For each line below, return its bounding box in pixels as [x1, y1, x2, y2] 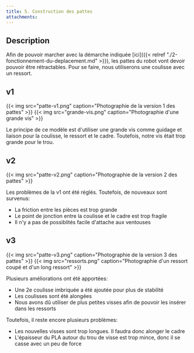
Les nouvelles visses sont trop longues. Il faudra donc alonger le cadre [14, 327, 185, 334]
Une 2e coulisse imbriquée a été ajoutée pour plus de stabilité [14, 286, 164, 293]
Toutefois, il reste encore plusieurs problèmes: [6, 316, 118, 323]
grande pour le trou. [6, 139, 54, 146]
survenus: [6, 194, 30, 202]
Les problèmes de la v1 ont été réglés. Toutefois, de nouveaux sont [6, 189, 168, 196]
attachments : [6, 14, 38, 20]
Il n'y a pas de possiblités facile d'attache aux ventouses [14, 218, 151, 225]
